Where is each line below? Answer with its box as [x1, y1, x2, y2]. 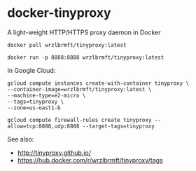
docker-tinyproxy [7, 5, 111, 21]
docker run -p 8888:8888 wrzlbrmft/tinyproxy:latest [7, 54, 164, 61]
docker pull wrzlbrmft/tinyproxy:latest [7, 41, 127, 48]
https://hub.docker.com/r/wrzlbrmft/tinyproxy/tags [17, 156, 163, 164]
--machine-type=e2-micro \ [7, 92, 86, 99]
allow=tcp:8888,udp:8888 [7, 123, 80, 130]
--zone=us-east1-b [7, 104, 61, 111]
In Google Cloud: [7, 66, 56, 74]
